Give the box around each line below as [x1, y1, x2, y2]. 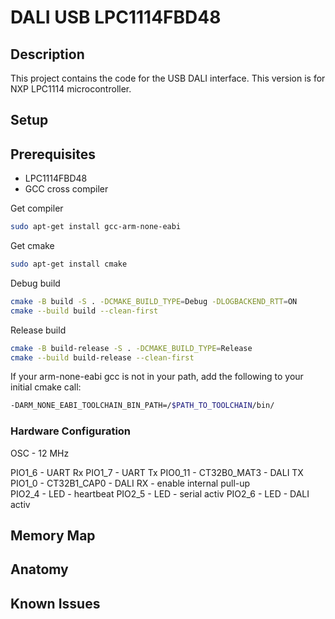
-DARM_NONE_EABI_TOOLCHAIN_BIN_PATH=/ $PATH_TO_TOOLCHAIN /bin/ [10, 401, 275, 411]
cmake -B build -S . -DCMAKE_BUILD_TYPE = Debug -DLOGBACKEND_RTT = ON [10, 296, 298, 306]
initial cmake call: [10, 381, 82, 393]
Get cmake [10, 240, 55, 252]
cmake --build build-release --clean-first [10, 352, 195, 363]
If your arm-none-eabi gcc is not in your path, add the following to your [10, 371, 304, 383]
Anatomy [10, 561, 69, 578]
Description [10, 46, 85, 63]
